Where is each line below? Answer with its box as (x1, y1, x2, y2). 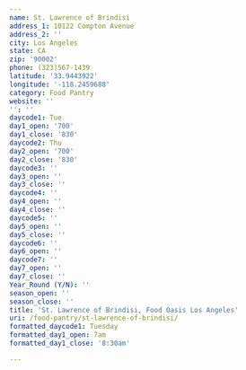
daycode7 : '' (9, 255, 58, 265)
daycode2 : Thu (9, 138, 63, 147)
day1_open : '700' (9, 122, 75, 131)
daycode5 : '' (9, 213, 58, 223)
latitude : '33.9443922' (9, 72, 99, 81)
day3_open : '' (9, 172, 63, 181)
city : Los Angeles (9, 38, 78, 48)
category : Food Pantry (9, 88, 94, 97)
